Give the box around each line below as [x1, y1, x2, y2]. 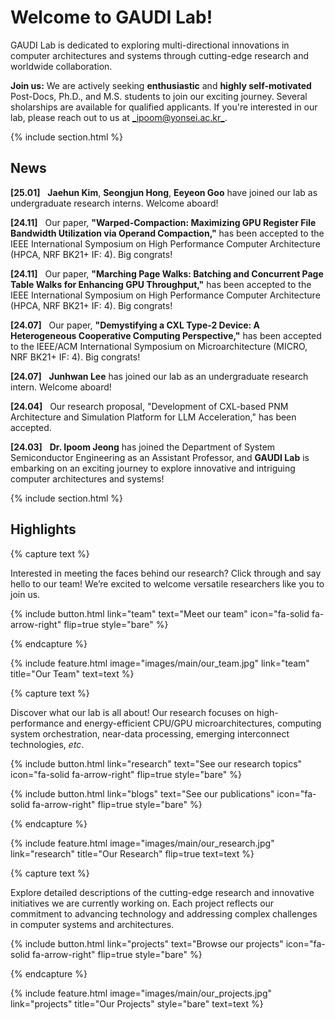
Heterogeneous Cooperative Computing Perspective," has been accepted [10, 329, 322, 341]
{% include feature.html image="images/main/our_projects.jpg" [10, 987, 272, 999]
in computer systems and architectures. [10, 918, 175, 930]
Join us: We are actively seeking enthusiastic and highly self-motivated [10, 79, 312, 91]
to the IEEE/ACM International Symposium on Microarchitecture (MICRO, [10, 340, 308, 352]
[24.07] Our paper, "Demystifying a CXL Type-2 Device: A [10, 319, 261, 331]
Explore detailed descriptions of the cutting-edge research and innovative [10, 886, 315, 898]
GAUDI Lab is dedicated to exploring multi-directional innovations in [10, 39, 290, 51]
